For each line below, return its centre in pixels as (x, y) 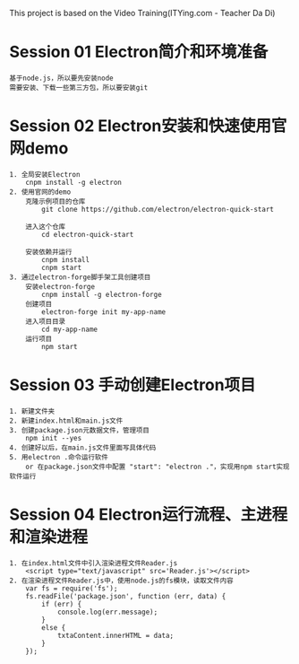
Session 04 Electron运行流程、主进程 (149, 514)
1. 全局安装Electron (45, 174)
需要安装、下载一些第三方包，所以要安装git (79, 87)
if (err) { (62, 604)
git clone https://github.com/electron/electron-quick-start (158, 209)
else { (54, 627)
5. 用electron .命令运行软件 (59, 457)
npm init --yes (54, 438)
